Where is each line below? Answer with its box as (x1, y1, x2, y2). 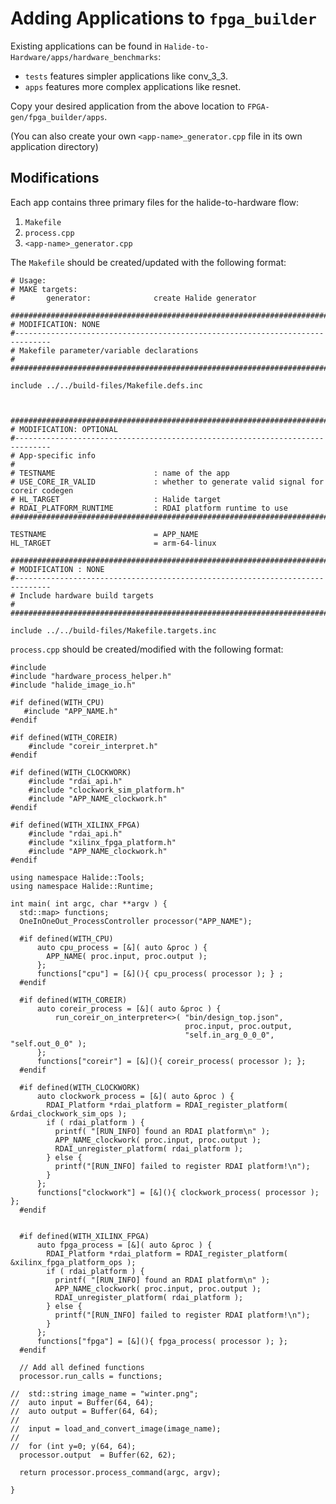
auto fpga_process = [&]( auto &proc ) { (36, 1240, 213, 1250)
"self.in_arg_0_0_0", (184, 1030, 275, 1040)
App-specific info (19, 450, 97, 461)
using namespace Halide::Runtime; (10, 881, 155, 891)
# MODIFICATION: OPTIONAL (10, 424, 118, 434)
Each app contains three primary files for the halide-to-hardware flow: (10, 196, 300, 208)
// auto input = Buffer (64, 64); (10, 1397, 155, 1407)
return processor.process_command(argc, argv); (19, 1467, 222, 1477)
